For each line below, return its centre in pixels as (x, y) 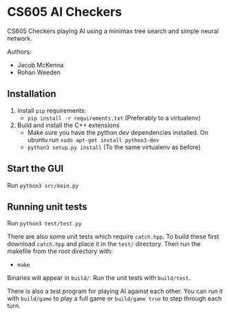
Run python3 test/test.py (44, 224)
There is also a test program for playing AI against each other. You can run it (115, 291)
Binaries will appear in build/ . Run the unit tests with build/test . (99, 278)
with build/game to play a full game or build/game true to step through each (115, 298)
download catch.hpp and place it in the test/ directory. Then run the (104, 244)
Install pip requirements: (52, 110)
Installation (32, 94)
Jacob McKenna (40, 65)
